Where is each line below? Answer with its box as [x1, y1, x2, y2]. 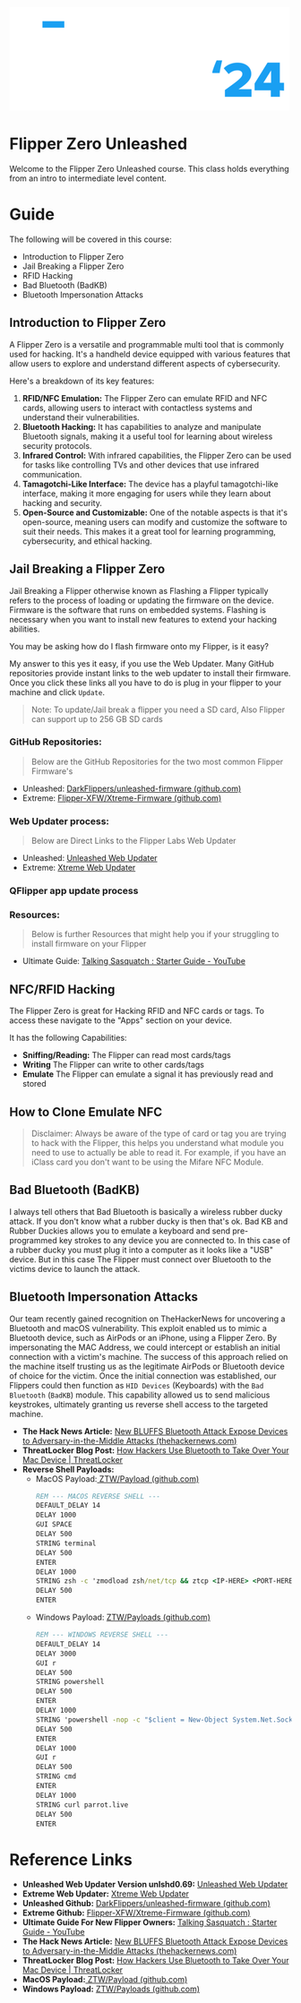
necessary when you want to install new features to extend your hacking [9, 614, 278, 624]
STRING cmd [35, 1772, 77, 1781]
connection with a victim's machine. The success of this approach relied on [9, 1351, 288, 1362]
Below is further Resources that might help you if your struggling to [30, 929, 279, 940]
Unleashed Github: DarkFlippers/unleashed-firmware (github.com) [21, 1898, 271, 1909]
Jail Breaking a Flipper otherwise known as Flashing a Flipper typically [9, 585, 269, 596]
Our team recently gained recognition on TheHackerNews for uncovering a [9, 1313, 286, 1324]
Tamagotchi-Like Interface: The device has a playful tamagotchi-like [21, 478, 279, 489]
